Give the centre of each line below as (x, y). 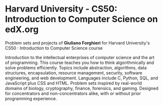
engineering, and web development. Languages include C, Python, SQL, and (81, 78)
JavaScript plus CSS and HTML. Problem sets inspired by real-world (73, 83)
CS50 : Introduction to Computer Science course (54, 48)
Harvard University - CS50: (61, 9)
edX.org (22, 30)
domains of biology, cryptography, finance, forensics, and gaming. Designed (82, 88)
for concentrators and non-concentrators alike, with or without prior (73, 93)
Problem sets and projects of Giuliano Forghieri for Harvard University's (77, 43)
